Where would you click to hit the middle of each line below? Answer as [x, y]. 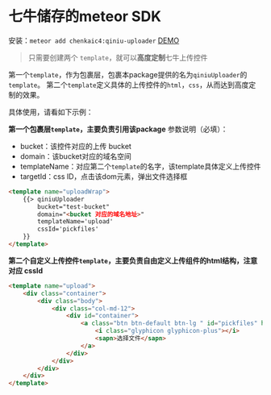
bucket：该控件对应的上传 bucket [75, 146]
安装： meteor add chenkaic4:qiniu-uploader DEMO [94, 40]
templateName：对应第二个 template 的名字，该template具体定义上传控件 [140, 166]
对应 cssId [25, 270]
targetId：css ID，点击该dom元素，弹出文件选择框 [104, 176]
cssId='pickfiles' [68, 229]
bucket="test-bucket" [74, 206]
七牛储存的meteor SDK [85, 17]
